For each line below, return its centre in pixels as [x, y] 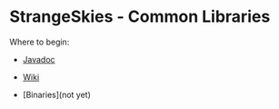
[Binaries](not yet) [56, 94]
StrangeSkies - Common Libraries [140, 17]
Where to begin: [40, 42]
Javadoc [39, 59]
